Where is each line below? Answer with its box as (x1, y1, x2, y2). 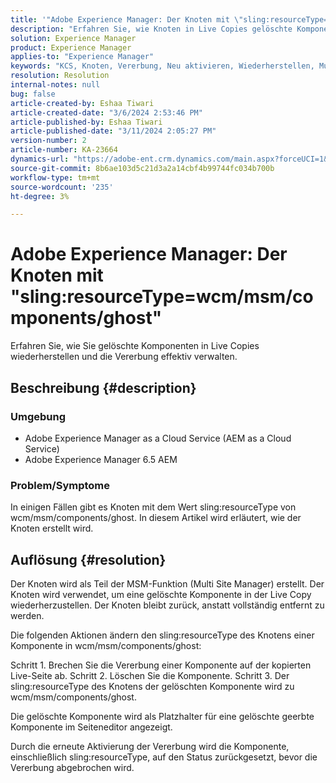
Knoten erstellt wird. (10, 522, 94, 535)
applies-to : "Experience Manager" (10, 52, 155, 62)
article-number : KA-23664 (10, 145, 118, 155)
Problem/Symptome (10, 478, 111, 492)
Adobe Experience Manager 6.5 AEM (24, 453, 178, 465)
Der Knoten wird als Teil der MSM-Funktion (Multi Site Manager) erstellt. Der (10, 577, 325, 590)
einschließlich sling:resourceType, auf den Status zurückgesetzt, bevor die (10, 751, 318, 763)
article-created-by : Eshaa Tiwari (10, 98, 155, 108)
